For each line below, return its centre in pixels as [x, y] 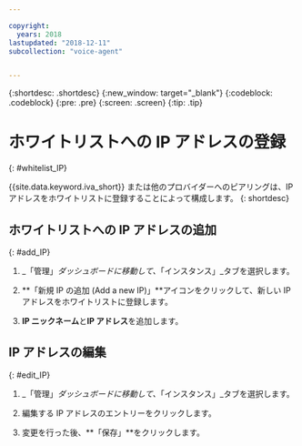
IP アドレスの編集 [57, 353]
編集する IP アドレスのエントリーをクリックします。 [119, 413]
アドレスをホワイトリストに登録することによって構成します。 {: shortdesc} [149, 198]
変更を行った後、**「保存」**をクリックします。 [113, 432]
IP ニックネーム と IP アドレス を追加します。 [102, 321]
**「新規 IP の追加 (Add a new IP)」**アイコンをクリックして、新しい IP [156, 290]
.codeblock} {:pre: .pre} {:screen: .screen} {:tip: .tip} [106, 103]
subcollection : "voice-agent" [66, 51]
